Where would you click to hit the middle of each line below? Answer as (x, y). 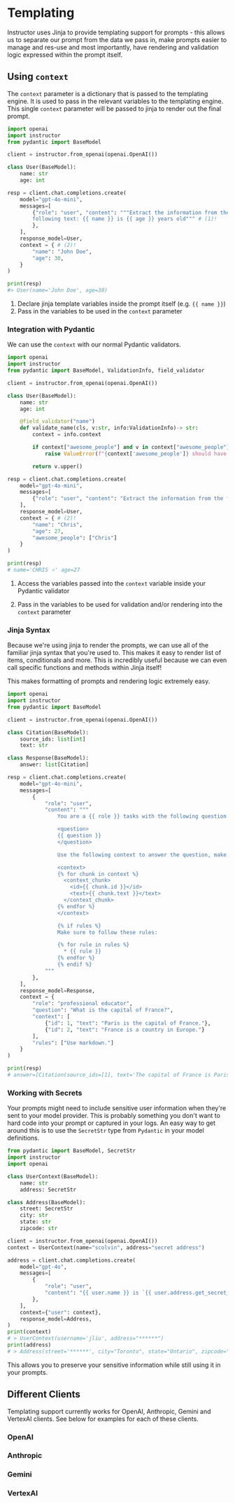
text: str (34, 746)
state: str (36, 1222)
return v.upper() (57, 466)
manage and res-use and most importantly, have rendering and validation (113, 47)
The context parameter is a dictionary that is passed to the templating (108, 93)
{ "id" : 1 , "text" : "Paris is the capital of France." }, (128, 1023)
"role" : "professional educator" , (83, 1004)
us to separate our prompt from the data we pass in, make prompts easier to (117, 39)
